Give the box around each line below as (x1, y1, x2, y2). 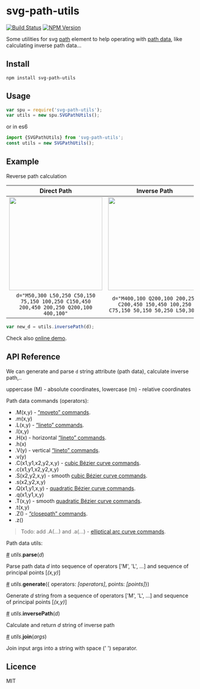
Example (6, 157, 39, 167)
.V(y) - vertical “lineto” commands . (14, 446, 100, 454)
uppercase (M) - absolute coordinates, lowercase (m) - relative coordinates (6, 386, 191, 393)
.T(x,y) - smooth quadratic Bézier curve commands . (14, 497, 142, 504)
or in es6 (6, 123, 28, 131)
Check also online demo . (6, 334, 67, 342)
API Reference (6, 352, 61, 362)
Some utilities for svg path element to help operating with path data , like (6, 35, 183, 42)
